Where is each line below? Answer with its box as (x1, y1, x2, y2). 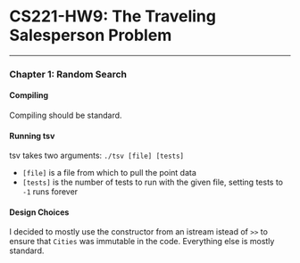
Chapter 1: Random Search (9, 68, 128, 80)
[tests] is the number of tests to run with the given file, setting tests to (21, 177, 284, 188)
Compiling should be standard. (9, 110, 122, 121)
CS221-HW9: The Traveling (9, 6, 217, 27)
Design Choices (9, 207, 70, 218)
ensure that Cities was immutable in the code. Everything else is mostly (9, 236, 275, 247)
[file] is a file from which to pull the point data (21, 168, 196, 178)
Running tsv (9, 130, 55, 141)
